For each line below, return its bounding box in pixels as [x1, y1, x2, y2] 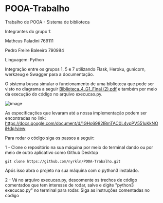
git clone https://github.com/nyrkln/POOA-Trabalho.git [5, 159, 121, 164]
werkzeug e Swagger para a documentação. [5, 71, 94, 77]
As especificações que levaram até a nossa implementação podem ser [5, 110, 147, 116]
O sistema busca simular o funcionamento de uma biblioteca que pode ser [5, 81, 154, 87]
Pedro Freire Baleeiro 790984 [5, 47, 64, 53]
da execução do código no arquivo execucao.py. [5, 91, 103, 97]
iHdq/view [5, 125, 26, 131]
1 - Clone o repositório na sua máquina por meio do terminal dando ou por [5, 144, 153, 150]
